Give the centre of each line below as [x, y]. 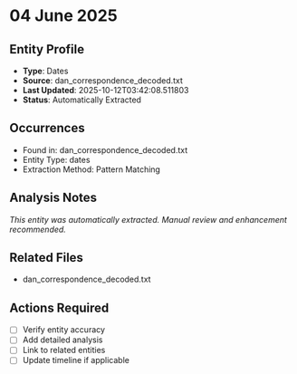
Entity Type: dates [56, 159]
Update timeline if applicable [76, 360]
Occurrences [47, 128]
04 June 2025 [63, 16]
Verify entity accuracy [64, 330]
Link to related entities [64, 350]
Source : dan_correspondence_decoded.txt [103, 81]
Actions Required [59, 307]
